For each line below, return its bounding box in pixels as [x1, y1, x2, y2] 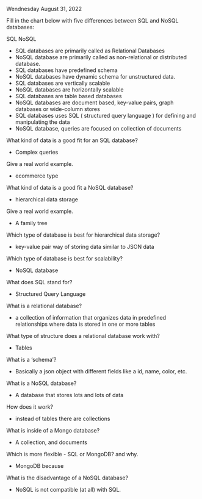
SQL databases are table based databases [15, 93, 122, 99]
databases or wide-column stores [15, 106, 101, 112]
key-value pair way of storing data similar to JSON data [15, 243, 154, 250]
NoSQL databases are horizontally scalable [15, 86, 124, 93]
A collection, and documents [15, 439, 87, 446]
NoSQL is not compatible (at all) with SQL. [15, 486, 121, 493]
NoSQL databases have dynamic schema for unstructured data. [15, 73, 176, 80]
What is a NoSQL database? [6, 379, 77, 387]
